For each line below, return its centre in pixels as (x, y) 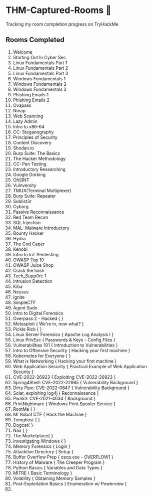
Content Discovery (32, 142)
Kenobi (20, 249)
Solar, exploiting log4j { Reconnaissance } (56, 393)
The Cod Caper (29, 244)
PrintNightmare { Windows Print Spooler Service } (64, 404)
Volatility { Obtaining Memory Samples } (54, 478)
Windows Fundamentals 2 (39, 84)
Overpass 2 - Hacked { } (38, 318)
